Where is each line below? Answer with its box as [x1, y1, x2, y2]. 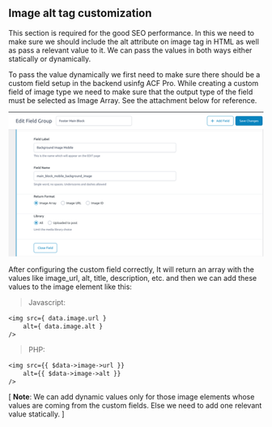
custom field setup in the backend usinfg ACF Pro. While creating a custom [8, 78, 259, 88]
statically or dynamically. [8, 54, 91, 63]
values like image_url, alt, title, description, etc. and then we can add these [8, 274, 257, 283]
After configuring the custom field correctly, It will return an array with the [8, 265, 255, 274]
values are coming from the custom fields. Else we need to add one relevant [8, 401, 262, 411]
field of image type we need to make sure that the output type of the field [8, 87, 253, 97]
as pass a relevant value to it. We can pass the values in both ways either [8, 45, 253, 55]
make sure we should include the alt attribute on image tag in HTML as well [8, 37, 259, 46]
